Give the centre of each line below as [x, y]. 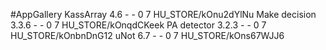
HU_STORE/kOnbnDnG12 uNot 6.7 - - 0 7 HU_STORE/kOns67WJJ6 [147, 35]
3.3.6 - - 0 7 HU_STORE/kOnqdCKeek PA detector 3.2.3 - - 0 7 [138, 25]
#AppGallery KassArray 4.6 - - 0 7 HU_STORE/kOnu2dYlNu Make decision [163, 14]
